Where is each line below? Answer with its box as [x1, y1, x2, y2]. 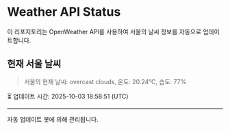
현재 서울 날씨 [7, 58, 62, 70]
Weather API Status [7, 4, 121, 20]
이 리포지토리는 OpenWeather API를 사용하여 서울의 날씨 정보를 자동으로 [7, 27, 202, 36]
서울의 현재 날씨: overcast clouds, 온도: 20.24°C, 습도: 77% [23, 77, 187, 86]
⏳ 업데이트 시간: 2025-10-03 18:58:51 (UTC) [7, 92, 129, 100]
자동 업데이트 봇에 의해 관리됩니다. [7, 115, 99, 123]
